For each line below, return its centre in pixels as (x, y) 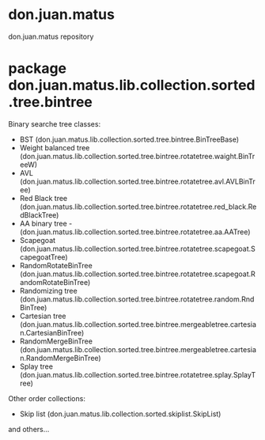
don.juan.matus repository (51, 36)
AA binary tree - (46, 223)
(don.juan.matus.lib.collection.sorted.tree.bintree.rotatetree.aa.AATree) (135, 232)
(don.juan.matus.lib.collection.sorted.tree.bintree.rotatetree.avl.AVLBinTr (137, 181)
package (38, 68)
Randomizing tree (48, 290)
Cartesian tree (43, 316)
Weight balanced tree (55, 147)
